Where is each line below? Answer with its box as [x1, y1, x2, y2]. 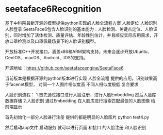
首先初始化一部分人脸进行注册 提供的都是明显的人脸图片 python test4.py [5, 114, 149, 120]
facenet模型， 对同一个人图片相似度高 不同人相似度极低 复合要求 [9, 81, 139, 87]
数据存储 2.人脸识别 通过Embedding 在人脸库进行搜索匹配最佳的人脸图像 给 [5, 98, 156, 103]
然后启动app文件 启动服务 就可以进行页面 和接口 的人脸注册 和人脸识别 [5, 124, 147, 130]
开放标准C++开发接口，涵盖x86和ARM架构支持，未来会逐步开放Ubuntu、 [5, 49, 152, 54]
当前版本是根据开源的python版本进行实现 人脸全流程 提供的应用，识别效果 [5, 75, 153, 81]
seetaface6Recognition [5, 3, 102, 15]
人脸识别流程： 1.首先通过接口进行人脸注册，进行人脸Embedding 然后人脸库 [5, 91, 157, 98]
